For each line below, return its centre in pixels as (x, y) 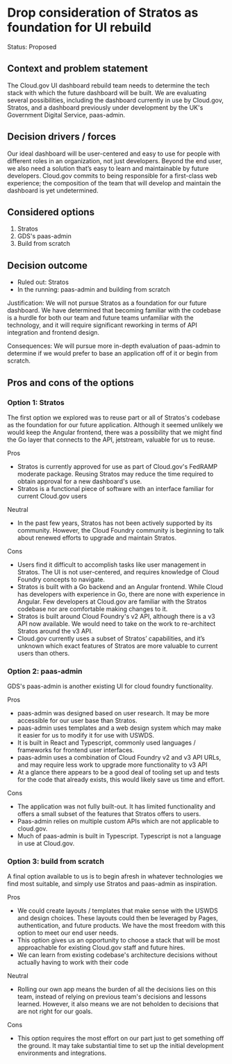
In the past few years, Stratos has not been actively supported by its (115, 523)
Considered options (51, 212)
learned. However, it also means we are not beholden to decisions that (118, 1004)
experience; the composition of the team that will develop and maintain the (114, 183)
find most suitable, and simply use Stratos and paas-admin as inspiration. (112, 884)
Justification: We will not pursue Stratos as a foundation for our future (107, 303)
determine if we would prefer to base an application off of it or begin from (113, 354)
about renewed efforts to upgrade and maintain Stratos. (97, 538)
